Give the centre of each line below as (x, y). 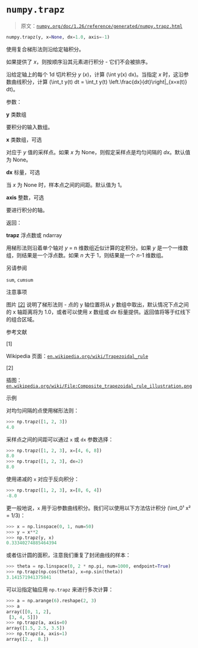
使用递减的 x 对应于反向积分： (43, 479)
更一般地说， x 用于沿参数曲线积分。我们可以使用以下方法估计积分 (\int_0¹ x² (99, 507)
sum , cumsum (20, 279)
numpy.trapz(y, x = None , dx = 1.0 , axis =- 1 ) (58, 37)
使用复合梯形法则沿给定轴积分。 (45, 49)
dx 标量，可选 (23, 172)
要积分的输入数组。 (30, 127)
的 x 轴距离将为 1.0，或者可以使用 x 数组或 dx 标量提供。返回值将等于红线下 (98, 312)
